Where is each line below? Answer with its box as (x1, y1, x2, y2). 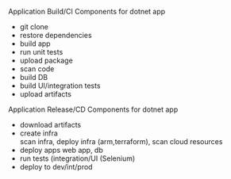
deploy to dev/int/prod (19, 162, 93, 171)
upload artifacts (19, 89, 71, 98)
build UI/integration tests (19, 81, 101, 90)
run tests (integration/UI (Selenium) (19, 154, 136, 163)
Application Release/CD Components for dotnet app (8, 105, 179, 114)
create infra (19, 128, 58, 138)
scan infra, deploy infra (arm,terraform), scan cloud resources (19, 137, 223, 146)
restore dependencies (19, 31, 93, 40)
